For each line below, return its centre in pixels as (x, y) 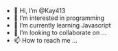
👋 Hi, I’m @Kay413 (39, 11)
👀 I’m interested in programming (59, 18)
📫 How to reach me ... (45, 40)
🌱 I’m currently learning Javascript (62, 25)
